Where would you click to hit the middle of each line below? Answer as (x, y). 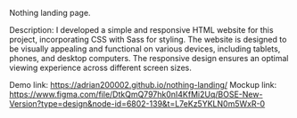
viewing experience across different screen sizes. (100, 67)
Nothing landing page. (50, 13)
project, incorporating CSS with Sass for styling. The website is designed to (148, 39)
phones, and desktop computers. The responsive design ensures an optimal (149, 58)
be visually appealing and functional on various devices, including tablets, (145, 49)
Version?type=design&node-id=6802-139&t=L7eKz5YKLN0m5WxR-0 (137, 104)
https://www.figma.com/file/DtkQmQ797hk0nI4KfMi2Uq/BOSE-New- (136, 94)
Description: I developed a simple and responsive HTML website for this (141, 30)
